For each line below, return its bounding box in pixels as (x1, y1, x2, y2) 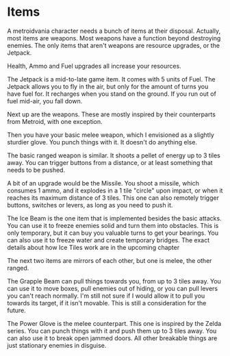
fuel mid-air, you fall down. (7, 97, 83, 105)
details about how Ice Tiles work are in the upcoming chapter (7, 243, 180, 251)
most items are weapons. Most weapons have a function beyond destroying (7, 34, 221, 42)
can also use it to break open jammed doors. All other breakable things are (7, 333, 218, 342)
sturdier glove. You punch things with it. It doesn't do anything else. (7, 138, 197, 146)
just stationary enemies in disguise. (7, 341, 107, 349)
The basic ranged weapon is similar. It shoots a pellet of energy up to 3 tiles (7, 151, 220, 160)
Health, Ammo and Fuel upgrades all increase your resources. (7, 62, 181, 70)
